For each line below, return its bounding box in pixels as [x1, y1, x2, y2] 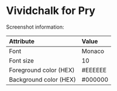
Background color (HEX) [9, 75, 76, 83]
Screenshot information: [6, 23, 64, 30]
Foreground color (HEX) [9, 66, 75, 74]
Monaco [81, 47, 104, 55]
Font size [9, 57, 34, 65]
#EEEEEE [81, 66, 107, 74]
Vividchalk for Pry [6, 4, 95, 17]
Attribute [9, 37, 35, 45]
